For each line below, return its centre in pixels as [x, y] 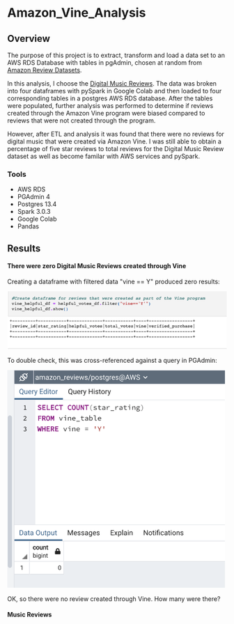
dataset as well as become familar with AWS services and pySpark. [104, 156]
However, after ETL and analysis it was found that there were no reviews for [116, 134]
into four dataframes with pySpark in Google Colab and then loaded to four [115, 91]
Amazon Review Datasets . [45, 70]
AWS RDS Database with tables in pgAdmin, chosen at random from [104, 63]
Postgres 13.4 [37, 204]
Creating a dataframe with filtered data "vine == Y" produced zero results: [114, 281]
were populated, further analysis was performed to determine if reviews [110, 106]
